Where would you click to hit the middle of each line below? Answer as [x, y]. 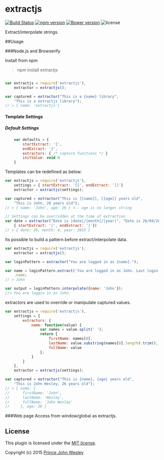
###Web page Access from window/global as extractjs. [61, 416]
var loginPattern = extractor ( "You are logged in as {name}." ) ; [72, 262]
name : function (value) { [56, 325]
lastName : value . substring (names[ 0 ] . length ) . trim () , [103, 343]
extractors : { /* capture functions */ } [65, 153]
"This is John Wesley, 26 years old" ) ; [54, 384]
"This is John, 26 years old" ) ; [47, 203]
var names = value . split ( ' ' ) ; [72, 329]
